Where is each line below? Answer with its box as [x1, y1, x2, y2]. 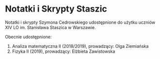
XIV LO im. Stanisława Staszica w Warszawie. [5, 24, 96, 30]
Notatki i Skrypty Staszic [5, 3, 108, 15]
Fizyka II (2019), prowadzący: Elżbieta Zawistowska [12, 48, 115, 54]
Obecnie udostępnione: [5, 34, 52, 40]
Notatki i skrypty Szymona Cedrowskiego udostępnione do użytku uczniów [5, 19, 156, 25]
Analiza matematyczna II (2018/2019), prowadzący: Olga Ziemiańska [12, 43, 149, 49]
